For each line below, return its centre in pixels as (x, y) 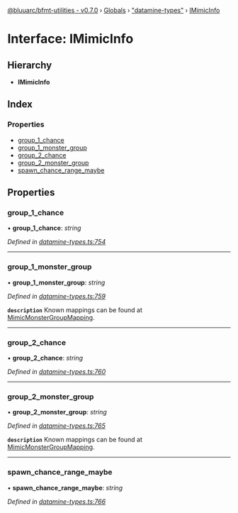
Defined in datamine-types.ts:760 (57, 371)
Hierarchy (30, 65)
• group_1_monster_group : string (56, 282)
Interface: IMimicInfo (70, 39)
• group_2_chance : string (45, 358)
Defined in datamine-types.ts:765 (57, 426)
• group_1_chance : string (44, 228)
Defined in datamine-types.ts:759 (57, 296)
